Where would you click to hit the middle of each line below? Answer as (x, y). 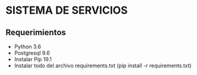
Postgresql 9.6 (32, 53)
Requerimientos (36, 32)
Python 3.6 (27, 46)
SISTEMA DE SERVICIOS (67, 10)
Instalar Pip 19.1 (33, 59)
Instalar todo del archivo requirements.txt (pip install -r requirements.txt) (103, 65)
